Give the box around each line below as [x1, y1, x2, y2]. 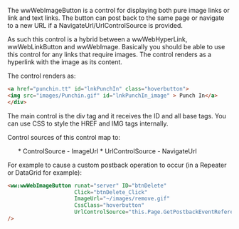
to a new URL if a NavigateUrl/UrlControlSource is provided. [7, 21, 184, 29]
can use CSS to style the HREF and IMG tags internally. [7, 119, 169, 128]
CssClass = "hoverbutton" [74, 202, 144, 209]
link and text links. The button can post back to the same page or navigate [7, 14, 225, 22]
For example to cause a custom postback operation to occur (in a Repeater [7, 161, 227, 169]
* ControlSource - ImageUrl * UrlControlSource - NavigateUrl [17, 146, 197, 156]
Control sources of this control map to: [7, 133, 121, 141]
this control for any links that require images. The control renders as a [7, 50, 212, 58]
